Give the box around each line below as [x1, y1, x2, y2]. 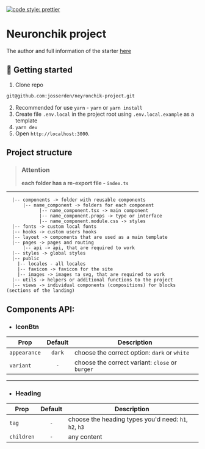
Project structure [6, 147, 73, 158]
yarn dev [15, 124, 38, 130]
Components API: [6, 304, 75, 314]
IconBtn [15, 322, 40, 331]
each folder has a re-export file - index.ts [21, 180, 129, 187]
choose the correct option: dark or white [74, 348, 190, 356]
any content [68, 433, 103, 441]
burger [74, 366, 93, 373]
